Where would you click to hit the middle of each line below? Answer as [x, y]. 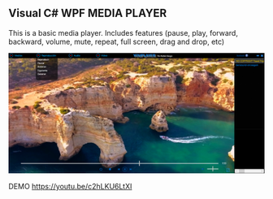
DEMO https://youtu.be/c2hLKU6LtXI [70, 187]
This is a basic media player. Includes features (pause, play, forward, [123, 32]
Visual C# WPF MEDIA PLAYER [88, 13]
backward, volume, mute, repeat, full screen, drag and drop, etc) [117, 41]
